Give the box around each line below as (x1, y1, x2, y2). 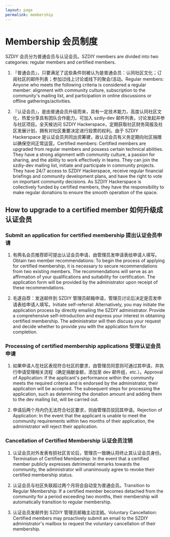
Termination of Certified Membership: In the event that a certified (12, 455, 149, 462)
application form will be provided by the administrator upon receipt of (12, 279, 158, 285)
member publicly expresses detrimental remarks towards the (12, 461, 140, 467)
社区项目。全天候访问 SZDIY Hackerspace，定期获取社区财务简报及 (17, 121, 159, 127)
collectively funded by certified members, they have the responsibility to (12, 184, 164, 190)
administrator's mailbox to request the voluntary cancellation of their (12, 520, 156, 526)
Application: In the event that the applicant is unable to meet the (12, 413, 147, 419)
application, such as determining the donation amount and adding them (12, 391, 162, 397)
